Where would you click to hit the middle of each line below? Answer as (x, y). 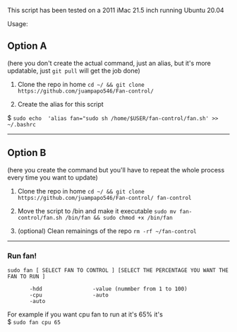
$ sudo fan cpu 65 (34, 321)
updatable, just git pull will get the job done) (74, 71)
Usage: (18, 24)
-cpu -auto (69, 295)
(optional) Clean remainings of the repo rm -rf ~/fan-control (107, 231)
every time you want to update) (53, 177)
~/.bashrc (22, 124)
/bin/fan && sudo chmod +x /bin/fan (119, 218)
